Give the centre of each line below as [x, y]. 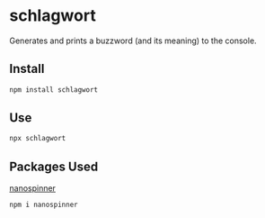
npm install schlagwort [54, 90]
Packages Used [54, 166]
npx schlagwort [38, 139]
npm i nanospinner [44, 205]
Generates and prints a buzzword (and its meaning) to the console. [133, 41]
